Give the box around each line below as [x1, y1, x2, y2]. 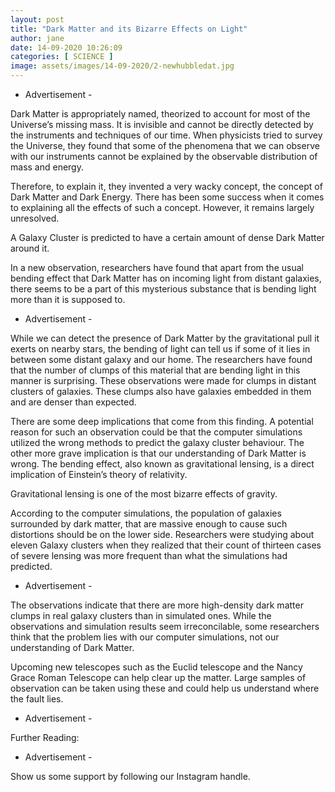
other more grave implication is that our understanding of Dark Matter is [10, 447, 307, 459]
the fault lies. [10, 693, 64, 705]
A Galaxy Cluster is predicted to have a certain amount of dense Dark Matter [10, 232, 325, 243]
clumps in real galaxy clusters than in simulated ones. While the [10, 610, 272, 621]
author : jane [10, 33, 65, 43]
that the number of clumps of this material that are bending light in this [10, 364, 301, 376]
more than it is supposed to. [10, 294, 126, 305]
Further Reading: [10, 732, 80, 743]
